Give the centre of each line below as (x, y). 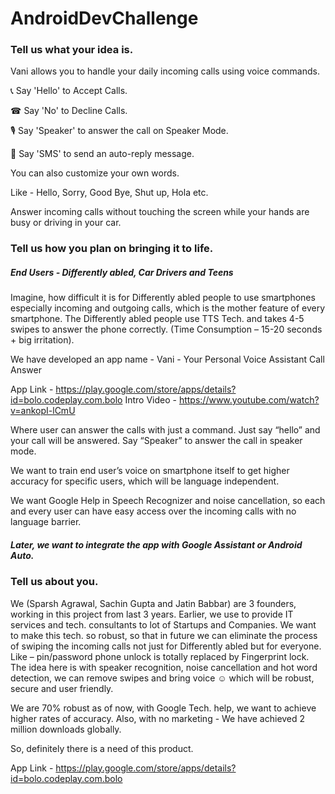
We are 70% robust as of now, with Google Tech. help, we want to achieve (163, 708)
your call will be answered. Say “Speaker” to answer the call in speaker (156, 441)
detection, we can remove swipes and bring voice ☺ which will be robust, (162, 678)
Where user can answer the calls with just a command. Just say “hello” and (165, 430)
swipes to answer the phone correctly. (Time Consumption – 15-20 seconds (166, 329)
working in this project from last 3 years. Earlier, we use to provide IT (152, 614)
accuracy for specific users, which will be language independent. (145, 481)
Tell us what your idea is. (72, 50)
